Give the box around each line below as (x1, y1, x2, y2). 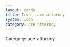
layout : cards (5, 7, 36, 13)
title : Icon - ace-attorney (5, 12, 65, 17)
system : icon (5, 17, 33, 22)
